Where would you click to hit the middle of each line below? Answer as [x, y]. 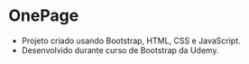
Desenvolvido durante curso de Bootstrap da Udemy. [120, 50]
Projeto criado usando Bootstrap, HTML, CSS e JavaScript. [131, 41]
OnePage [44, 16]
